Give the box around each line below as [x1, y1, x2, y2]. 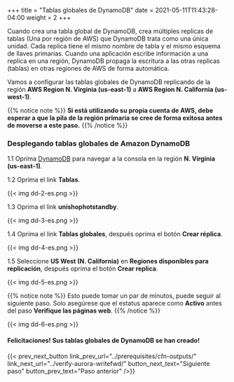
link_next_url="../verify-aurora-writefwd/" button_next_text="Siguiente [7, 359, 210, 367]
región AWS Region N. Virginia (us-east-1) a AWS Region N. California [7, 86, 214, 93]
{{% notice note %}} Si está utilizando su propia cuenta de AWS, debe [7, 107, 214, 114]
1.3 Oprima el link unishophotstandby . [7, 203, 119, 211]
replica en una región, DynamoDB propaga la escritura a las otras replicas [7, 57, 221, 65]
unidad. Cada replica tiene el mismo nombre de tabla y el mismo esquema [7, 42, 221, 50]
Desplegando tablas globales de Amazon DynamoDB [7, 138, 191, 148]
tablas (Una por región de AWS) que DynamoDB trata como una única [7, 34, 209, 43]
